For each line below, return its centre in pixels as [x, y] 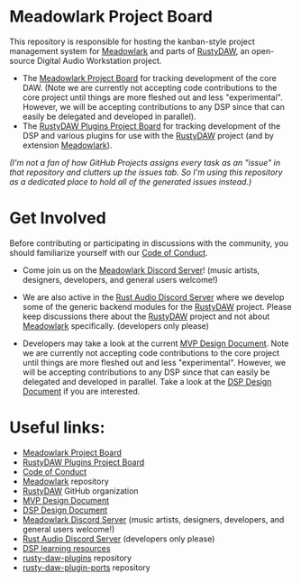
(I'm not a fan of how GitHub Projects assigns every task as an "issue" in [145, 162]
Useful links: [57, 427]
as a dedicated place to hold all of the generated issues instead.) [131, 181]
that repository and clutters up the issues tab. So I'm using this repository [146, 172]
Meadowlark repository [66, 481]
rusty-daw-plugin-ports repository [86, 567]
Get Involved [58, 218]
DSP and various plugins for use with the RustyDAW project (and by [148, 135]
